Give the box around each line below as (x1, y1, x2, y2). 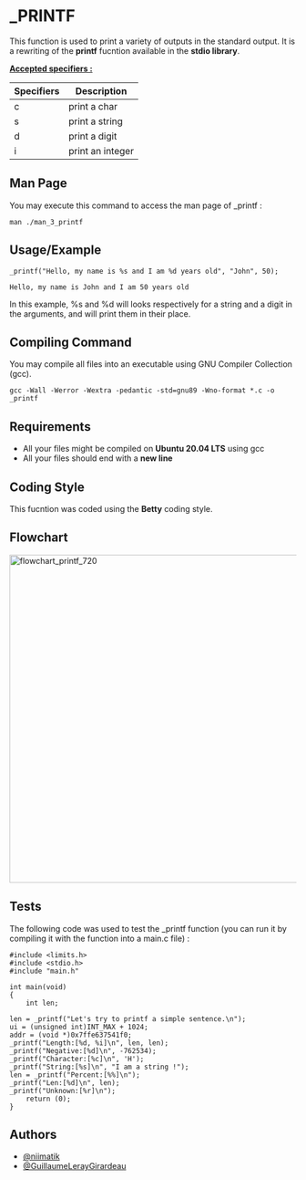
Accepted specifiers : (9, 63, 93, 74)
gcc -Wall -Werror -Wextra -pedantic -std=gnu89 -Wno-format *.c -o (9, 386, 275, 395)
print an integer (67, 144, 135, 157)
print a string (67, 115, 123, 128)
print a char (67, 99, 118, 112)
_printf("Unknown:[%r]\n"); (9, 1086, 117, 1095)
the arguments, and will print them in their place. (9, 308, 191, 319)
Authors (9, 1127, 57, 1143)
